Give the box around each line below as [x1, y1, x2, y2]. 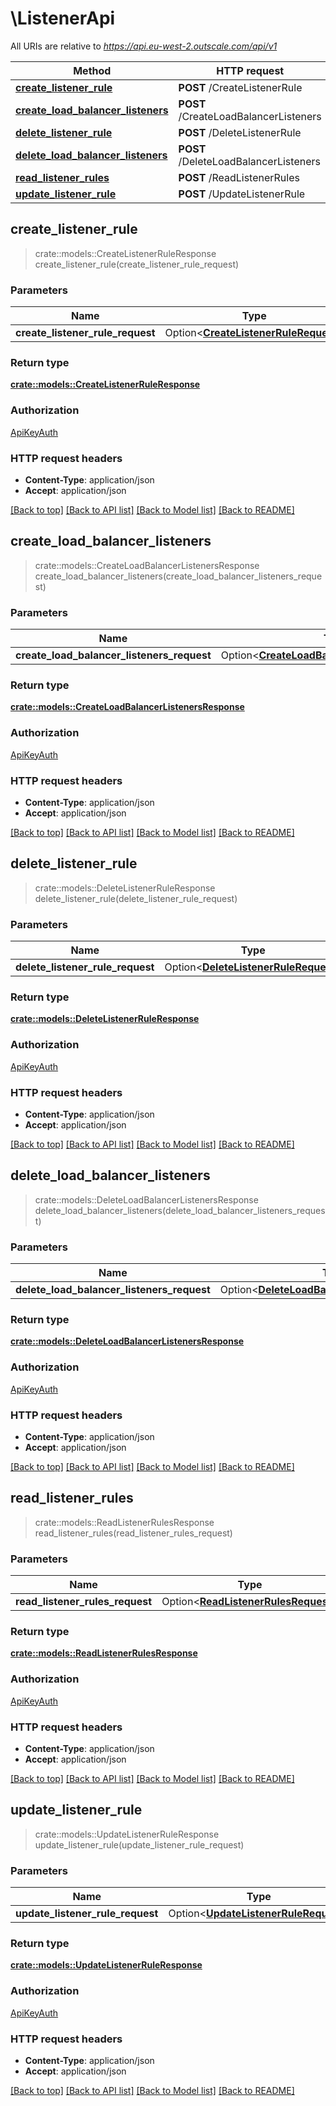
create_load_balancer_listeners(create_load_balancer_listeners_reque [34, 570, 323, 582]
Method [73, 63, 112, 77]
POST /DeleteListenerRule [178, 125, 302, 139]
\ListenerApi [10, 7, 116, 30]
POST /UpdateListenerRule [178, 187, 306, 201]
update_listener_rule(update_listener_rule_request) [34, 1838, 245, 1851]
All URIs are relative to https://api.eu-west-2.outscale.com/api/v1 [10, 40, 278, 52]
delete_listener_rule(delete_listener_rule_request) [34, 892, 238, 904]
